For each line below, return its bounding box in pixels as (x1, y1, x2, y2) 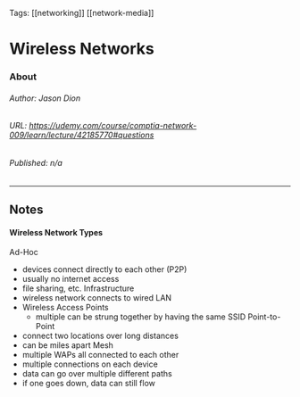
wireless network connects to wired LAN (21, 293, 172, 303)
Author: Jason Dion (9, 93, 81, 103)
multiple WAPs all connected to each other (21, 350, 179, 360)
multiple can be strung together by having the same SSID (35, 311, 246, 322)
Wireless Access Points (21, 302, 109, 313)
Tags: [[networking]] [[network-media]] (9, 8, 154, 18)
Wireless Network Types (9, 227, 104, 237)
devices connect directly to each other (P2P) (21, 264, 187, 275)
